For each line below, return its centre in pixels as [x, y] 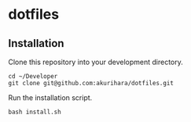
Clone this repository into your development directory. [95, 62]
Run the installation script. [50, 98]
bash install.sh [35, 112]
